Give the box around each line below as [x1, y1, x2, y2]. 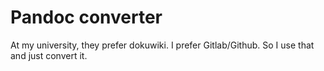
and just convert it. [10, 49, 88, 61]
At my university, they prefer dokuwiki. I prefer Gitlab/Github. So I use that [10, 39, 315, 51]
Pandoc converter [10, 6, 163, 29]
